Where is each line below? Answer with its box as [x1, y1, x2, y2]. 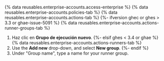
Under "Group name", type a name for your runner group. [11, 50, 129, 56]
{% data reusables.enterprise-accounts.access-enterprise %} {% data [4, 4, 149, 10]
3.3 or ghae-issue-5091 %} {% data [4, 20, 78, 26]
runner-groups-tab [4, 25, 43, 31]
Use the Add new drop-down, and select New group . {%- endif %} [11, 45, 149, 51]
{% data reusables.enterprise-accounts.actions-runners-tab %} [11, 40, 142, 46]
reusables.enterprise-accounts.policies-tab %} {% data [4, 9, 118, 15]
